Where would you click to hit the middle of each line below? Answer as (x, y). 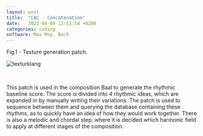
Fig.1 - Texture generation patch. (47, 52)
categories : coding (31, 29)
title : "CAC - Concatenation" (46, 18)
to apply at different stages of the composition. (65, 126)
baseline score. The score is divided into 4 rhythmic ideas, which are (93, 94)
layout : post (23, 12)
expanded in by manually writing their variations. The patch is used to (93, 101)
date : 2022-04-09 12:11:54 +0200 (51, 23)
